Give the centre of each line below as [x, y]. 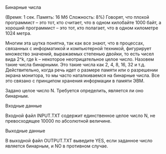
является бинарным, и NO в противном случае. [57, 146]
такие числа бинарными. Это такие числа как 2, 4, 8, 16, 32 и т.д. [75, 65]
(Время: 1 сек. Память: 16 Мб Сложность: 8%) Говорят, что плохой [77, 17]
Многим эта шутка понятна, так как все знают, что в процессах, [75, 43]
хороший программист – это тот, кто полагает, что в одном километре [82, 28]
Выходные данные [25, 131]
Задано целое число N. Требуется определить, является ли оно [74, 90]
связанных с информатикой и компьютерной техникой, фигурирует [78, 48]
